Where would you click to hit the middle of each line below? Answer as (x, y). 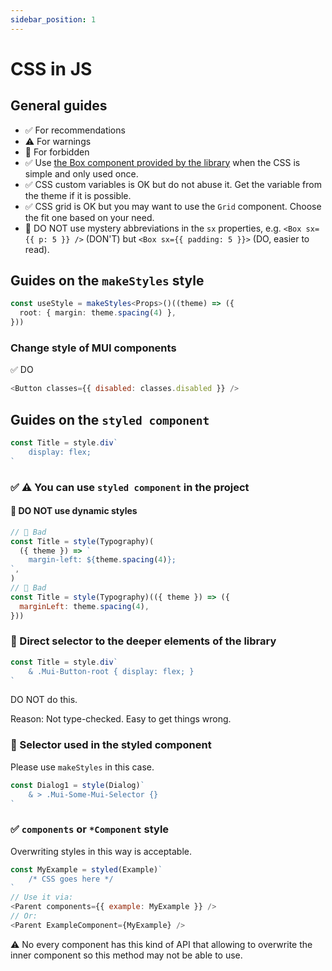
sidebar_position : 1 (53, 19)
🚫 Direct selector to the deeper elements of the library (143, 641)
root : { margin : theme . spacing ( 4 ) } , (98, 313)
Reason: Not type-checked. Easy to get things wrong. (121, 719)
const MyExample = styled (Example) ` (86, 869)
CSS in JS (51, 68)
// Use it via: (42, 897)
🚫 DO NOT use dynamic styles (74, 511)
